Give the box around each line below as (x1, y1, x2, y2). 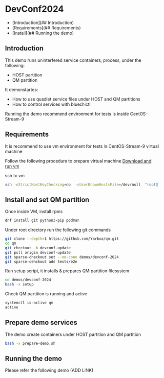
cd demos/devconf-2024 (5, 278, 51, 283)
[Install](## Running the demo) (12, 30, 74, 36)
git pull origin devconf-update (5, 250, 71, 255)
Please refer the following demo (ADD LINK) (5, 367, 94, 373)
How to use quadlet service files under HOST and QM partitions (12, 96, 141, 102)
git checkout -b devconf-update (5, 245, 71, 250)
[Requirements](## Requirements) (12, 24, 81, 30)
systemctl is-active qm (5, 300, 54, 306)
